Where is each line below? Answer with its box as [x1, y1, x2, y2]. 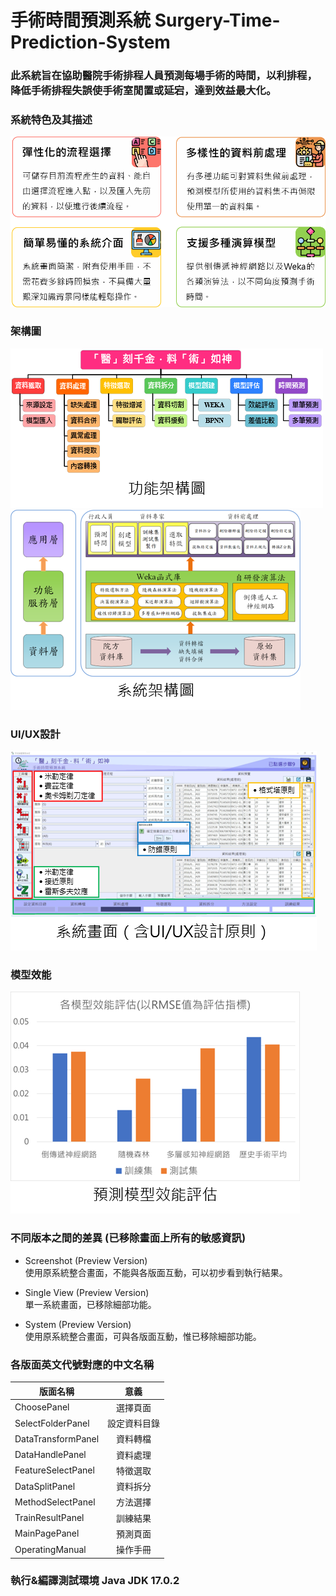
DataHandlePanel [14, 1449, 87, 1461]
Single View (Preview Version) [24, 1286, 150, 1298]
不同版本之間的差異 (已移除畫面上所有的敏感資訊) [10, 1231, 247, 1245]
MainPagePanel [14, 1527, 80, 1540]
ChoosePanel [14, 1401, 70, 1413]
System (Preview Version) [24, 1318, 132, 1330]
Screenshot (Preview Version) [24, 1254, 148, 1266]
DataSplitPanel [14, 1480, 76, 1492]
